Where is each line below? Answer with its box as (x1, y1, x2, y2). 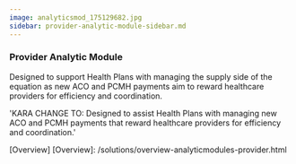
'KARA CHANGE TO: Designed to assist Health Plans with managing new (9, 108, 278, 118)
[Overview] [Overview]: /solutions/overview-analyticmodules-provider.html (9, 144, 287, 155)
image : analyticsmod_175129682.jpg (9, 13, 143, 22)
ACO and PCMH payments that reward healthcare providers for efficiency (9, 117, 282, 128)
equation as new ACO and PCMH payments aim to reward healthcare (9, 81, 265, 91)
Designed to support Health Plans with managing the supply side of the (9, 71, 274, 82)
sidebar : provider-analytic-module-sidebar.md (9, 22, 187, 30)
